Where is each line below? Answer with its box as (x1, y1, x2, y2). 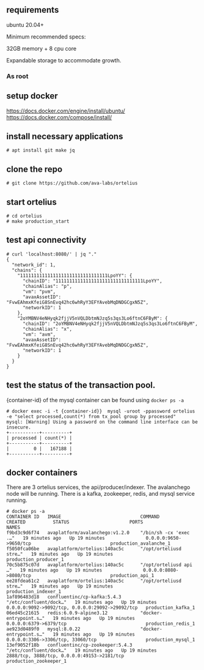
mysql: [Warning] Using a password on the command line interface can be (6, 419, 199, 425)
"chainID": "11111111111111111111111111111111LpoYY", (22, 278, 163, 284)
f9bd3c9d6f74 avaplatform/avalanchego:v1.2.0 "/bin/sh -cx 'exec (6, 530, 190, 536)
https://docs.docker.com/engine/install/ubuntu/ (6, 107, 125, 114)
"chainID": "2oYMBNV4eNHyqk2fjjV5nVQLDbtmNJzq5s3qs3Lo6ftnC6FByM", (22, 320, 199, 326)
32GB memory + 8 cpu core (6, 45, 77, 52)
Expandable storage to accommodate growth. (6, 56, 122, 64)
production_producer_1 (6, 556, 64, 563)
